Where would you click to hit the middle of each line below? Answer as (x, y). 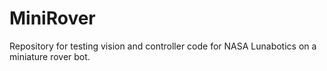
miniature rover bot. (50, 56)
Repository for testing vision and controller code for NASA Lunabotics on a (163, 46)
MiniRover (52, 18)
